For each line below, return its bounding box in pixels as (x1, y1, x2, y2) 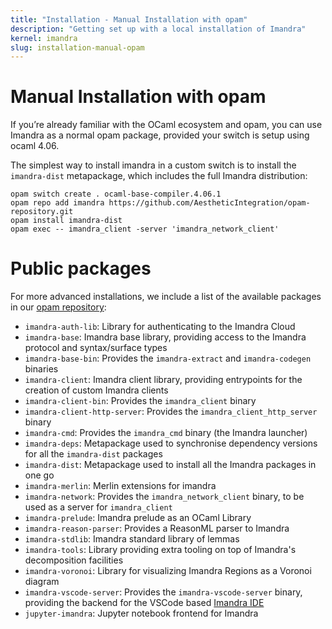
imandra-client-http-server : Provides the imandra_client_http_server (24, 406, 318, 418)
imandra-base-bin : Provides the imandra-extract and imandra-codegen (24, 352, 312, 365)
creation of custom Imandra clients (24, 384, 169, 396)
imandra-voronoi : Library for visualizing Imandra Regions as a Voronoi (24, 565, 312, 577)
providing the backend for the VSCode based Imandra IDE (24, 597, 265, 609)
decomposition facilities (24, 554, 124, 566)
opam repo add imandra (10, 198, 105, 208)
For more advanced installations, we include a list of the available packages (10, 291, 322, 303)
